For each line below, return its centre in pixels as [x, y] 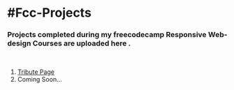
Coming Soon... [40, 80]
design [19, 43]
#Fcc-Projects [50, 13]
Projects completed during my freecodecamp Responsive [107, 35]
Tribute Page [36, 72]
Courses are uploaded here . [82, 43]
